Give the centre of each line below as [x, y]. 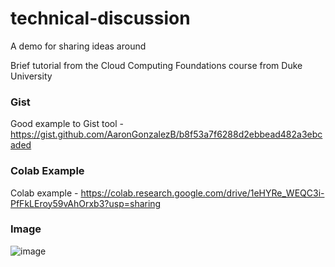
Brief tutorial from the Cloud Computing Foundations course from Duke [156, 65]
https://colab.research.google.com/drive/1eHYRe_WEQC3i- [202, 193]
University [31, 76]
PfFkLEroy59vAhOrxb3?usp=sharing [86, 203]
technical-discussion [100, 18]
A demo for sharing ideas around [78, 46]
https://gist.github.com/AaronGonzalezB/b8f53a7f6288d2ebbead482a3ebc [166, 134]
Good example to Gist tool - [67, 124]
